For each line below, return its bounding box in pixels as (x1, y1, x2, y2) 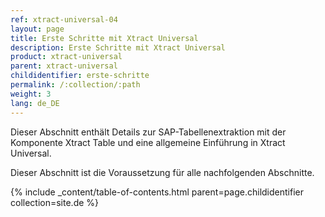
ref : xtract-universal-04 (10, 14, 118, 25)
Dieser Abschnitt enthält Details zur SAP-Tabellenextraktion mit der (10, 126, 287, 138)
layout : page (10, 24, 65, 34)
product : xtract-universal (10, 52, 123, 62)
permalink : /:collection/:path (10, 80, 141, 90)
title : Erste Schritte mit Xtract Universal (10, 33, 199, 43)
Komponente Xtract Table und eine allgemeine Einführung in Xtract (10, 136, 286, 148)
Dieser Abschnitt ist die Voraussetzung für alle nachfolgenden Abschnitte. (10, 166, 315, 178)
